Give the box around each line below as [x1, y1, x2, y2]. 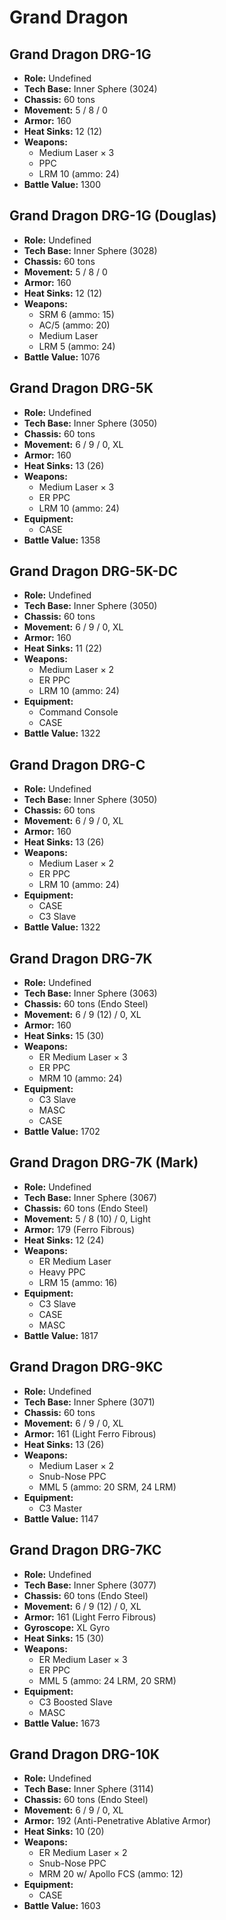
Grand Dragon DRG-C [9, 756, 146, 773]
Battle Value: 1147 [23, 1512, 99, 1525]
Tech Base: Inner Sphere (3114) [23, 1783, 154, 1795]
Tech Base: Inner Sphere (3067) [23, 1191, 157, 1203]
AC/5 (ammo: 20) [38, 319, 111, 331]
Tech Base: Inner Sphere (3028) [23, 244, 158, 256]
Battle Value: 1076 [23, 351, 101, 363]
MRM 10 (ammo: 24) [38, 1072, 123, 1085]
